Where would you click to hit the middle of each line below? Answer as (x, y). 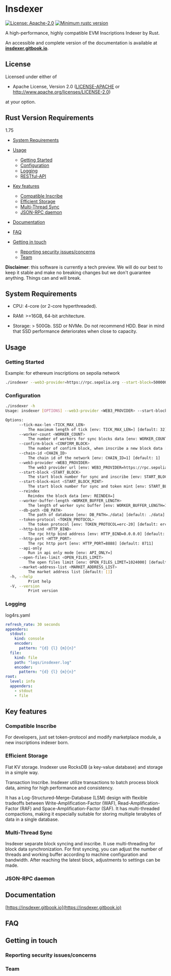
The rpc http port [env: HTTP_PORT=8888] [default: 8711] (91, 543)
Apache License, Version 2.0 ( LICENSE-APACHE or (66, 86)
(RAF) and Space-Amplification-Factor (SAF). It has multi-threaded (90, 808)
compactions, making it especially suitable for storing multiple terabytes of (83, 814)
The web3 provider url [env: (59, 468)
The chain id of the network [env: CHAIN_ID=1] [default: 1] (94, 458)
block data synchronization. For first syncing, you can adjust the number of (84, 849)
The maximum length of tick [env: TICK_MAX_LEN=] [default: (93, 429)
